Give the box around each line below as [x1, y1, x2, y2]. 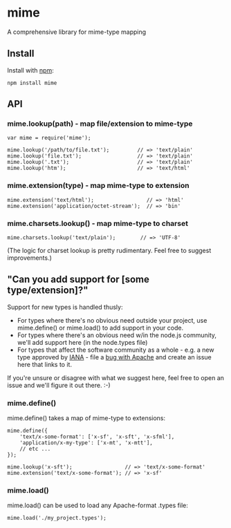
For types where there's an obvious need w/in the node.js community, [17, 330, 216, 339]
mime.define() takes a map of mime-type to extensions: [7, 414, 166, 422]
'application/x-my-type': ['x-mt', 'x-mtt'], [19, 440, 154, 446]
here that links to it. [17, 360, 73, 368]
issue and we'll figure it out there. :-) [7, 381, 111, 389]
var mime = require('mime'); [7, 135, 91, 142]
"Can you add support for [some [7, 274, 150, 285]
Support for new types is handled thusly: [7, 303, 123, 311]
